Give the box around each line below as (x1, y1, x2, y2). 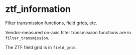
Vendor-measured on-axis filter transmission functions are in (5, 29, 131, 35)
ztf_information (5, 3, 71, 15)
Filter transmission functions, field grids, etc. (5, 20, 98, 26)
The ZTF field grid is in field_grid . (5, 44, 77, 50)
